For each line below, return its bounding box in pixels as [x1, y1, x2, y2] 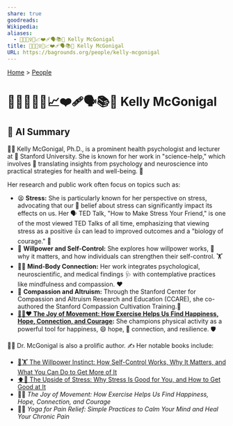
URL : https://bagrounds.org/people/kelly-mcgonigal [7, 49, 160, 56]
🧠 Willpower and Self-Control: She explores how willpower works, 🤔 [17, 244, 215, 253]
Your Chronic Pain [17, 412, 70, 420]
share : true [7, 10, 42, 17]
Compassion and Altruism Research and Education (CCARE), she [17, 294, 204, 303]
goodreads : [7, 17, 39, 24]
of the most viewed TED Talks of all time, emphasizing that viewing [17, 219, 210, 227]
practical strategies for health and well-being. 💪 [7, 166, 144, 175]
